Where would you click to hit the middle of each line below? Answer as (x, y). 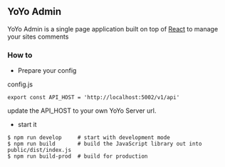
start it (27, 125)
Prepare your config (47, 71)
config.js (20, 84)
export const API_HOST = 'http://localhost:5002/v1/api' (94, 98)
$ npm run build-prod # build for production (78, 156)
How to (20, 55)
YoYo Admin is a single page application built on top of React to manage (113, 29)
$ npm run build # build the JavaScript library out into (105, 144)
